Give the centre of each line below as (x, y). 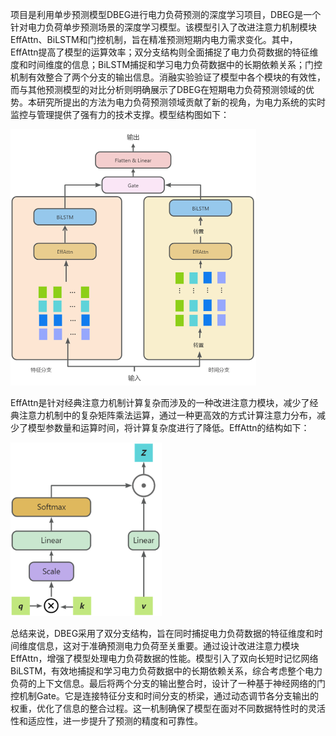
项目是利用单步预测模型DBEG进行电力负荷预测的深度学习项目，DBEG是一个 (166, 14)
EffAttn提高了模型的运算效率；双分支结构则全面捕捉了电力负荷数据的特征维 (164, 52)
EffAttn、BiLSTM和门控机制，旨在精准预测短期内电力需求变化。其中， (154, 39)
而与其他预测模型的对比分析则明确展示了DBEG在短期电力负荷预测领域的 (158, 89)
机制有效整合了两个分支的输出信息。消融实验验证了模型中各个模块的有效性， (168, 77)
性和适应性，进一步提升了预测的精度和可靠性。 (106, 720)
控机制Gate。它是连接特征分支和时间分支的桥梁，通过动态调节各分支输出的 (164, 695)
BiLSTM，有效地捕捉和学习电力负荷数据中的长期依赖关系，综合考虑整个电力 (166, 670)
